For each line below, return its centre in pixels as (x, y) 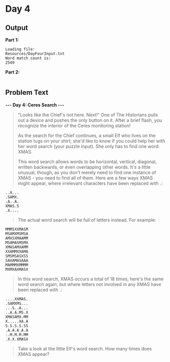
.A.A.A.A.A (17, 330)
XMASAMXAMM (17, 247)
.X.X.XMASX (17, 339)
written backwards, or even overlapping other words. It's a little (84, 167)
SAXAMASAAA (17, 261)
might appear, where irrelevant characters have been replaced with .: (90, 183)
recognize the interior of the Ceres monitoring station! (74, 125)
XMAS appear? (34, 354)
